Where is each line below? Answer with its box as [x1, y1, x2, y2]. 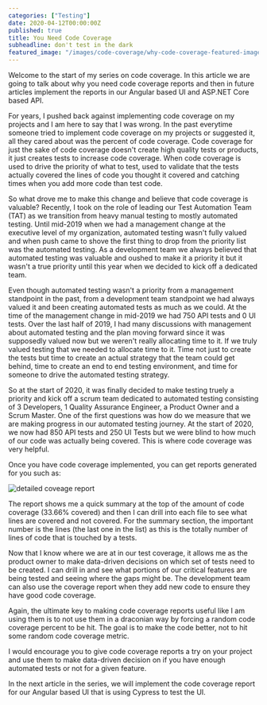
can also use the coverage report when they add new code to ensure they [8, 582, 250, 591]
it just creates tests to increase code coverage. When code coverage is [8, 153, 242, 163]
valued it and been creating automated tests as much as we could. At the [8, 303, 247, 312]
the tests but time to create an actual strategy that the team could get [8, 353, 235, 362]
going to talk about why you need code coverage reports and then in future [8, 79, 254, 88]
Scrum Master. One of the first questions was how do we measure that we [8, 411, 251, 420]
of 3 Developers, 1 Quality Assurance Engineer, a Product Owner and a [8, 402, 240, 412]
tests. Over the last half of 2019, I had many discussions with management [8, 320, 252, 328]
